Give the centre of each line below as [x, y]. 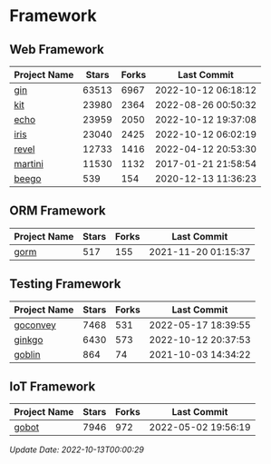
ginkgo [29, 340]
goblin [27, 354]
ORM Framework [58, 211]
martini [29, 164]
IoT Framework [53, 387]
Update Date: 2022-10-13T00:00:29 [77, 449]
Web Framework [57, 49]
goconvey [35, 325]
